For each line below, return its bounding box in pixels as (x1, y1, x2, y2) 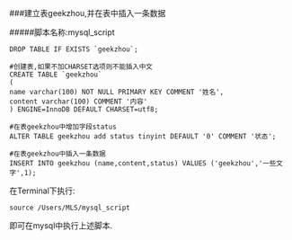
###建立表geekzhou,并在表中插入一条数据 (9, 8, 166, 18)
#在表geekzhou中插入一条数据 (9, 149, 106, 158)
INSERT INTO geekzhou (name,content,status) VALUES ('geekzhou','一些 (9, 159, 277, 168)
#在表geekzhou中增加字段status (9, 122, 117, 131)
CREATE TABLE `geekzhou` (9, 70, 102, 79)
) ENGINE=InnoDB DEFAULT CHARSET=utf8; (9, 105, 159, 114)
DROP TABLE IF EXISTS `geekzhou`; (9, 45, 139, 54)
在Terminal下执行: (9, 185, 75, 196)
